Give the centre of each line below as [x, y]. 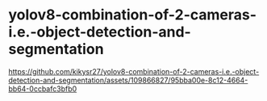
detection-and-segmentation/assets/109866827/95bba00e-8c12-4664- [128, 80]
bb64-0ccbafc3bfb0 [43, 88]
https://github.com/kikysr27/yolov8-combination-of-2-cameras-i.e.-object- [134, 71]
